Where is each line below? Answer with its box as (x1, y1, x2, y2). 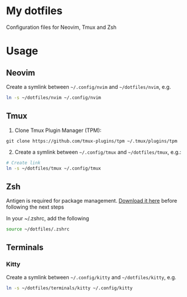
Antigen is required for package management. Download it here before (6, 197, 178, 204)
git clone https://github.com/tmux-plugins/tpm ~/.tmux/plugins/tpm (6, 138, 178, 144)
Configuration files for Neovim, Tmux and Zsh (6, 24, 116, 31)
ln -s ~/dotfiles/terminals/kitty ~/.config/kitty (6, 285, 133, 291)
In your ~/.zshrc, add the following (6, 215, 89, 222)
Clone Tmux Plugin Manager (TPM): (14, 127, 102, 134)
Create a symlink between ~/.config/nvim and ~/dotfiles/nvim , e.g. (6, 83, 172, 90)
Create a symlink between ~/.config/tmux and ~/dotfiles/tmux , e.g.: (14, 148, 182, 156)
